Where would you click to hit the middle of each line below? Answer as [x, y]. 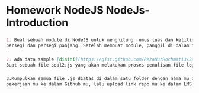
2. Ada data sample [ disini [41, 59]
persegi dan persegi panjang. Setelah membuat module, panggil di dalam [98, 45]
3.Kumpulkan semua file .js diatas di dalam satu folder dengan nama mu [98, 79]
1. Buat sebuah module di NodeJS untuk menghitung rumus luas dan [90, 40]
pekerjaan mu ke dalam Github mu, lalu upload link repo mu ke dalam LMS [99, 84]
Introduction [37, 23]
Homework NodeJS [55, 10]
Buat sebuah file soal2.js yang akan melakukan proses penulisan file [95, 65]
